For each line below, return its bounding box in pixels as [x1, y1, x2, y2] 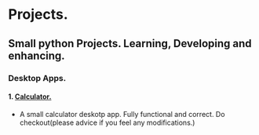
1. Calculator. [8, 92, 52, 101]
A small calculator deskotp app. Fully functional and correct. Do [19, 109, 225, 119]
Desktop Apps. [8, 72, 67, 83]
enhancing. [8, 49, 65, 62]
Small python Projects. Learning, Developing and [8, 37, 253, 50]
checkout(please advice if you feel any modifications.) [19, 118, 195, 127]
